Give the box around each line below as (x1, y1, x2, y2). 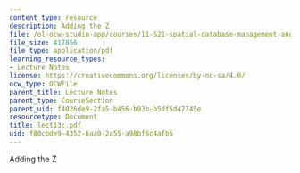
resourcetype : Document (9, 112, 98, 121)
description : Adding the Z (9, 21, 110, 30)
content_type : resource (9, 12, 98, 22)
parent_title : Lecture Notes (9, 87, 118, 96)
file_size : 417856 (9, 37, 78, 47)
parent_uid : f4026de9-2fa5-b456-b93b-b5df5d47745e (9, 104, 202, 113)
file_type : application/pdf (9, 46, 114, 55)
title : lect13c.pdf (9, 121, 82, 130)
